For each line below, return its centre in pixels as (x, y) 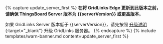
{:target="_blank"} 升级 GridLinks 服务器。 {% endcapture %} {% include (81, 31)
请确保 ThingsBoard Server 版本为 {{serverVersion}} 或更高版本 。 (74, 14)
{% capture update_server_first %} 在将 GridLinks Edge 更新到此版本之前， (83, 8)
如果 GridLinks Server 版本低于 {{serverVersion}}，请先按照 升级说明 (76, 24)
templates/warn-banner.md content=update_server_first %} (67, 36)
